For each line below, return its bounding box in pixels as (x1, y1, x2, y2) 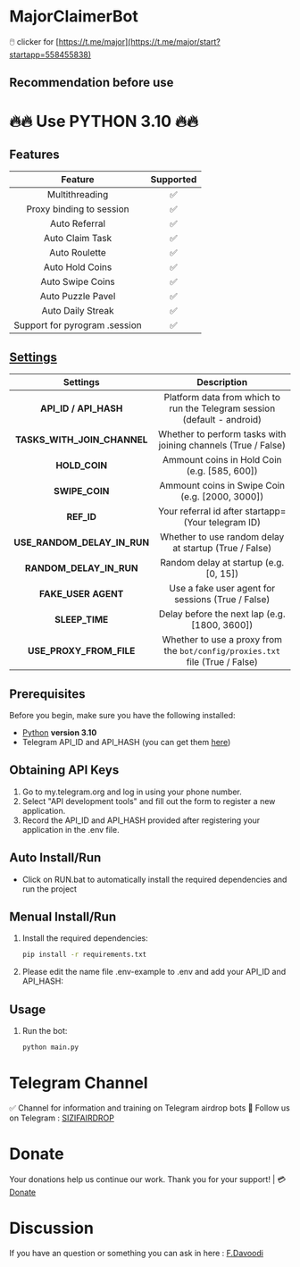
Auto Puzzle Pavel (39, 290, 116, 303)
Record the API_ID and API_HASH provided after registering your (21, 815, 261, 826)
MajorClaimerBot (9, 6, 138, 27)
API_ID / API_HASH (39, 402, 123, 415)
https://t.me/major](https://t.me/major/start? (58, 36, 221, 46)
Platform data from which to (163, 391, 281, 404)
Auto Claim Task (43, 232, 112, 245)
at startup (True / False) (172, 542, 272, 555)
